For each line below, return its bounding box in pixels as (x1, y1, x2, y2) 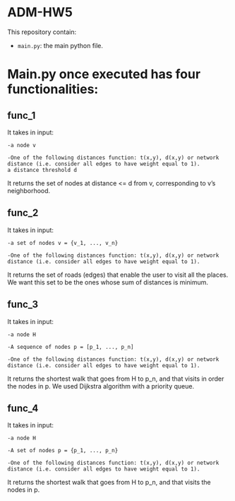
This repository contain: (7, 28, 76, 36)
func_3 (7, 299, 39, 311)
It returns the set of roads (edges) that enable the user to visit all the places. (7, 270, 229, 279)
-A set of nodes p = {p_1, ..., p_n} (7, 447, 119, 454)
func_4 (7, 402, 39, 414)
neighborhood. (7, 186, 51, 195)
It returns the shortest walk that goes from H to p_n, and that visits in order (7, 374, 224, 383)
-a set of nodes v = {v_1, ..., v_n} (7, 239, 119, 246)
